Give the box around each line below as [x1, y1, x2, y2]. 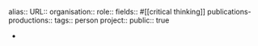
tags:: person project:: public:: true [53, 15, 170, 25]
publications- [207, 7, 252, 16]
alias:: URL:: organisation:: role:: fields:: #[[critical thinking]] [8, 7, 206, 16]
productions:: [8, 15, 53, 25]
